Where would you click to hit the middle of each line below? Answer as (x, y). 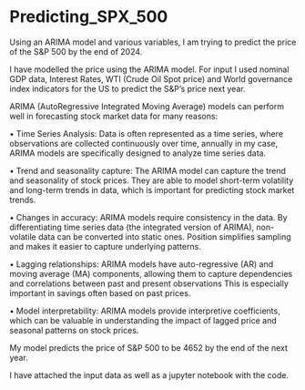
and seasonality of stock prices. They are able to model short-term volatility (152, 180)
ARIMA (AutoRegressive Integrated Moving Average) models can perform (147, 106)
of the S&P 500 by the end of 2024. (76, 51)
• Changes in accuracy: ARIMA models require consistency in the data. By (149, 217)
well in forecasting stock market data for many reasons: (114, 116)
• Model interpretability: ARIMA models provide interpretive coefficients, (145, 311)
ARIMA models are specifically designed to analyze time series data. (138, 153)
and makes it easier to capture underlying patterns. (106, 246)
